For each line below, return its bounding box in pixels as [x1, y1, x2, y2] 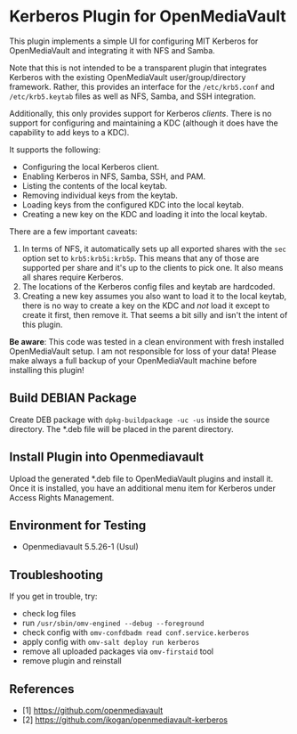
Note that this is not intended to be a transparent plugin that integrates [9, 62, 267, 73]
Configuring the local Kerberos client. [21, 161, 160, 172]
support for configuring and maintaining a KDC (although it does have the [9, 118, 278, 128]
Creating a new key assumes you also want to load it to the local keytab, [21, 290, 287, 301]
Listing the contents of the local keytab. [21, 180, 167, 191]
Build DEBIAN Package [9, 390, 137, 406]
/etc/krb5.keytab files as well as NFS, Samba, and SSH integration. [9, 91, 256, 102]
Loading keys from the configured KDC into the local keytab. [21, 199, 245, 210]
